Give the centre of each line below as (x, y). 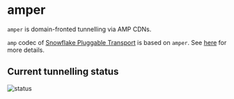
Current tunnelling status (63, 72)
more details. (26, 50)
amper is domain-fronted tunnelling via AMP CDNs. (79, 29)
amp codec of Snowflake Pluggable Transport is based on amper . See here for (117, 42)
